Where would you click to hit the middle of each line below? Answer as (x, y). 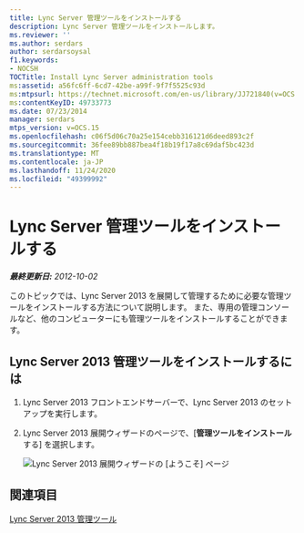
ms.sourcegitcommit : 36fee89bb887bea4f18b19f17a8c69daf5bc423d (132, 145)
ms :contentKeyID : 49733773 (61, 102)
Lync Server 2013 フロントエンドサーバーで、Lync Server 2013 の (145, 402)
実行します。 (78, 414)
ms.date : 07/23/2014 (49, 111)
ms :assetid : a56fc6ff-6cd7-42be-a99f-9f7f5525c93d (107, 86)
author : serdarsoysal (51, 52)
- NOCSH (24, 69)
